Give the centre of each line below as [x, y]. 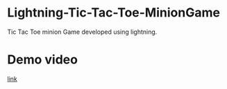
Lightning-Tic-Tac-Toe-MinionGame [114, 13]
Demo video [43, 60]
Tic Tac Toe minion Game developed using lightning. [82, 32]
